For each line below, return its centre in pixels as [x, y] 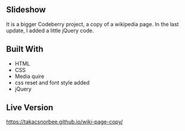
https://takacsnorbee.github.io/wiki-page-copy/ [65, 122]
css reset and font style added [52, 82]
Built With [25, 49]
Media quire [29, 76]
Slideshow [26, 10]
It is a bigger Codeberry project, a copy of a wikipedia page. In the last [93, 24]
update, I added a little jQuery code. [50, 30]
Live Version [30, 107]
